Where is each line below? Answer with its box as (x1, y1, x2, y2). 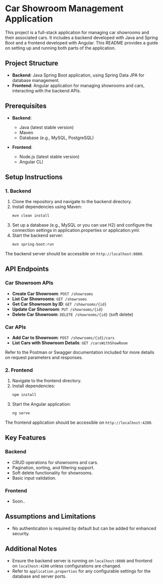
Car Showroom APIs (5, 279, 54, 286)
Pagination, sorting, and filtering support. (12, 464, 95, 470)
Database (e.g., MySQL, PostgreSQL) (19, 135, 94, 141)
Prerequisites (5, 102, 47, 110)
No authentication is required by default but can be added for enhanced (12, 525, 157, 531)
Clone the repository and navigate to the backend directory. (12, 199, 132, 205)
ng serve (12, 411, 30, 416)
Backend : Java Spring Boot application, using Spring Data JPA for (12, 72, 145, 78)
